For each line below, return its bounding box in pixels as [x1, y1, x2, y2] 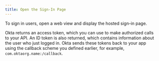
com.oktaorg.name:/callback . [5, 50, 63, 56]
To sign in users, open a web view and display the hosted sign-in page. [5, 20, 147, 26]
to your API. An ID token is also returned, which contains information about [5, 35, 154, 41]
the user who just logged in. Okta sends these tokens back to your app [5, 40, 146, 46]
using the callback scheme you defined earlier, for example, [5, 45, 125, 51]
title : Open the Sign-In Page [5, 7, 66, 12]
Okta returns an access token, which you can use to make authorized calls [5, 30, 154, 35]
